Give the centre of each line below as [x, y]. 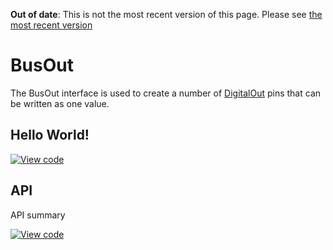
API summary [38, 215]
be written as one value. [60, 103]
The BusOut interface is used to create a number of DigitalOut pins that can [166, 93]
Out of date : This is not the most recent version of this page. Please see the [166, 14]
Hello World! [50, 135]
